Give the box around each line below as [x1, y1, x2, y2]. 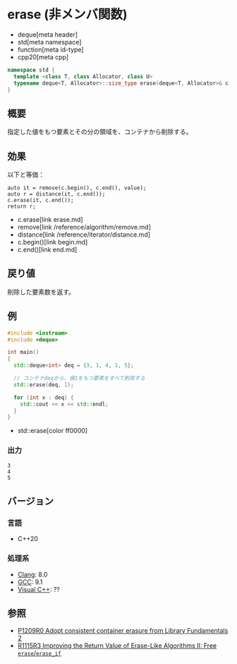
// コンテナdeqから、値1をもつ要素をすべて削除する [13, 375, 146, 382]
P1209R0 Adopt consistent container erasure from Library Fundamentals [17, 627, 229, 635]
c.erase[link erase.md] [17, 215, 83, 224]
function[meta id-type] [17, 45, 84, 54]
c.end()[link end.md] [17, 245, 78, 254]
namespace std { [7, 66, 55, 73]
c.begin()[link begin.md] [17, 238, 88, 247]
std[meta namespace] [17, 37, 82, 46]
